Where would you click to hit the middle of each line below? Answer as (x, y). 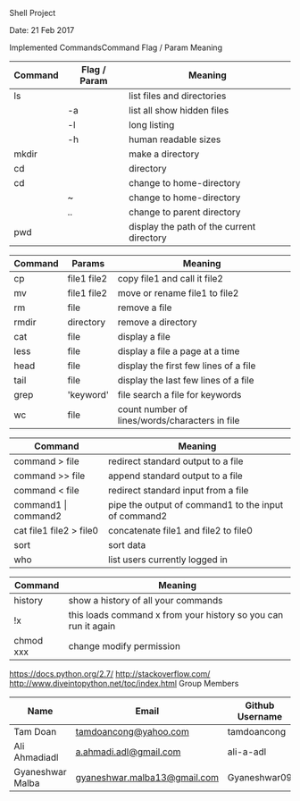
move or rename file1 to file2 (178, 293)
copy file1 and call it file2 (170, 278)
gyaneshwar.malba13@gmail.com (147, 777)
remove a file (145, 308)
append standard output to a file (175, 476)
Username (260, 717)
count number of (153, 409)
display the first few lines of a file (187, 366)
